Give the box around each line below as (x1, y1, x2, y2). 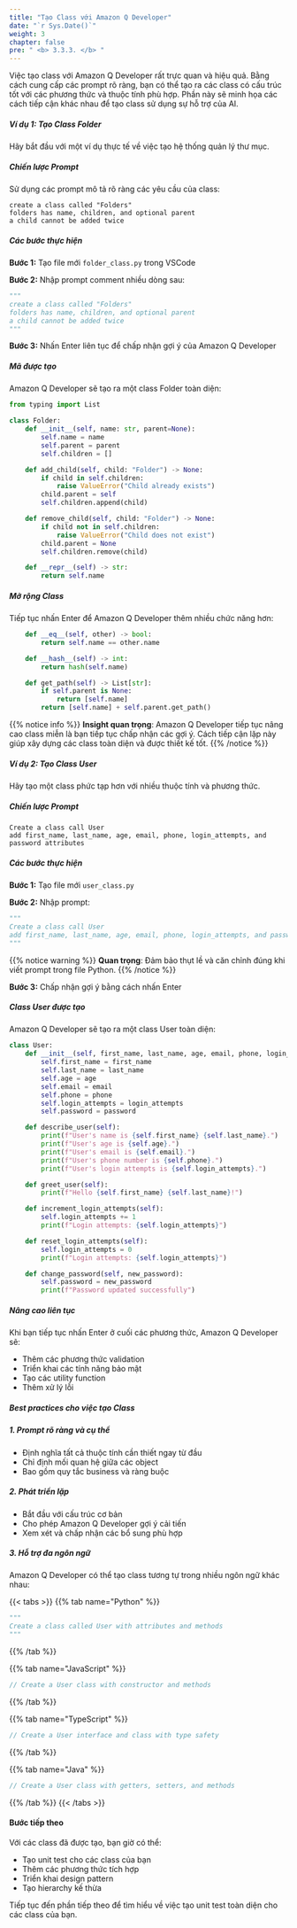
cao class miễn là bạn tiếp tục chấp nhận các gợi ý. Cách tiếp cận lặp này (9, 728, 277, 740)
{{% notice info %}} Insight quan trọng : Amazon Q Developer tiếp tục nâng (9, 719, 284, 730)
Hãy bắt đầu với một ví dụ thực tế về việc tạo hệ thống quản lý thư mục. (9, 141, 270, 152)
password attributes (9, 839, 86, 848)
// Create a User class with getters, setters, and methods (9, 1781, 236, 1790)
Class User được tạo (9, 1002, 86, 1013)
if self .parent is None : (41, 687, 133, 696)
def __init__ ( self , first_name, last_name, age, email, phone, (25, 1049, 263, 1059)
